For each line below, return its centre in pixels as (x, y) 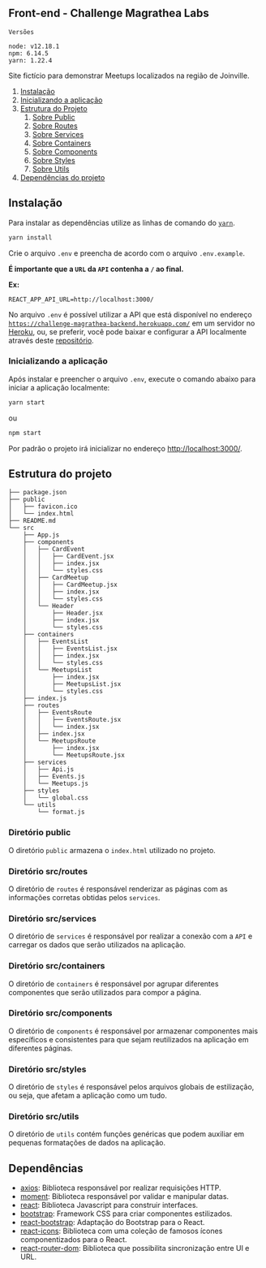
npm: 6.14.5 (28, 53)
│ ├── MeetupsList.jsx (72, 684)
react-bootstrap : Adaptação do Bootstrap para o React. (112, 1223)
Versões (21, 32)
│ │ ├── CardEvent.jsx (69, 556)
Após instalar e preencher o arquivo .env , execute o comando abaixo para (132, 379)
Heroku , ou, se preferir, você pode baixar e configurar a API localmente (128, 331)
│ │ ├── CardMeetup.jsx (70, 585)
